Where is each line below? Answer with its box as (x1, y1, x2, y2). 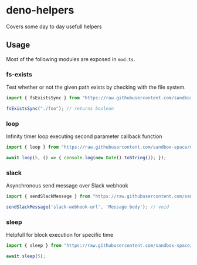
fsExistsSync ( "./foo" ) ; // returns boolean (6, 105, 114, 112)
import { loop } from (6, 145, 59, 150)
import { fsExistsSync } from (6, 95, 80, 101)
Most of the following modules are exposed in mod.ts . (6, 55, 135, 62)
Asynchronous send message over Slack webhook (6, 182, 128, 189)
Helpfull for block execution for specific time (6, 232, 114, 239)
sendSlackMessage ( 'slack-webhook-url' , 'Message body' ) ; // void (6, 204, 169, 210)
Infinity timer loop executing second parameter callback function (6, 133, 162, 140)
